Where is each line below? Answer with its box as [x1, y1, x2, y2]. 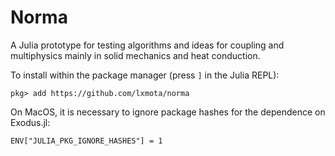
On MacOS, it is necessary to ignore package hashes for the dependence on [10, 106, 326, 118]
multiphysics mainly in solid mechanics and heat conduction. [10, 49, 261, 61]
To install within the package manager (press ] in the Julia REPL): [10, 69, 280, 81]
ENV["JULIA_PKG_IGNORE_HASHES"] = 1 [10, 136, 163, 146]
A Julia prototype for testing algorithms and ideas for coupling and [10, 39, 285, 51]
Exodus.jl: [10, 116, 51, 128]
